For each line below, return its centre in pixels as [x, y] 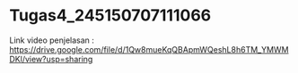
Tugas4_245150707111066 [110, 16]
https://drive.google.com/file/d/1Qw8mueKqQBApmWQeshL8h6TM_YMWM [149, 49]
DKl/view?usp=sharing [51, 59]
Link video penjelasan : [52, 40]
